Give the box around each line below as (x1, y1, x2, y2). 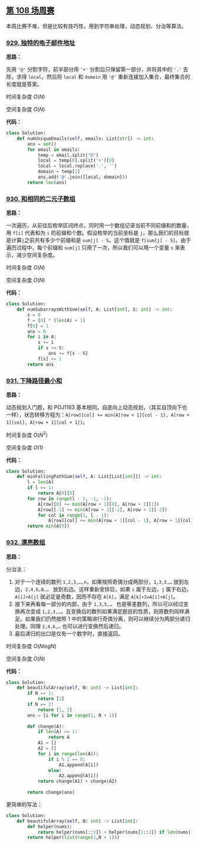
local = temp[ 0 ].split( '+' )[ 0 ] (37, 157, 115, 164)
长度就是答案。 (6, 80, 42, 88)
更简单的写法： (6, 800, 42, 808)
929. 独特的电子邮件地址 (6, 38, 75, 47)
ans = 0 (27, 328, 46, 334)
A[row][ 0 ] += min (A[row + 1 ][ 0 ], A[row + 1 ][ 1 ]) (37, 501, 160, 507)
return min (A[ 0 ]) (27, 523, 70, 529)
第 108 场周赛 (6, 5, 55, 16)
